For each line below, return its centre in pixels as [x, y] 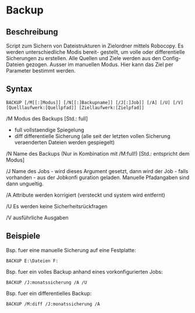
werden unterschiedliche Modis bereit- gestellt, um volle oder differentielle [95, 52]
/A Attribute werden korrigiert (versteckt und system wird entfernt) [86, 195]
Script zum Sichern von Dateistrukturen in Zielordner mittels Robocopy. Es [95, 46]
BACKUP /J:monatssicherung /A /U [47, 282]
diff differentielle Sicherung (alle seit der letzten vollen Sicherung [92, 136]
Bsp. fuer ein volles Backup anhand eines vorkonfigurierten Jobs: [84, 271]
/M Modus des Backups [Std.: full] [47, 118]
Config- [172, 58]
